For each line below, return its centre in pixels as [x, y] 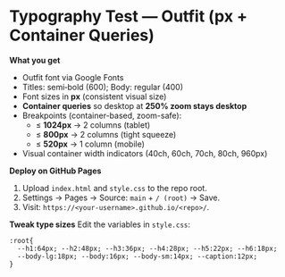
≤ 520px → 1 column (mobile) [90, 144]
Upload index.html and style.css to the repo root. [114, 188]
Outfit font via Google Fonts [73, 77]
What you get [35, 60]
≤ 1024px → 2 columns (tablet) [93, 125]
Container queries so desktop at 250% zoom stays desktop [134, 105]
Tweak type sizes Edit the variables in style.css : [100, 224]
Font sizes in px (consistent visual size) [94, 97]
